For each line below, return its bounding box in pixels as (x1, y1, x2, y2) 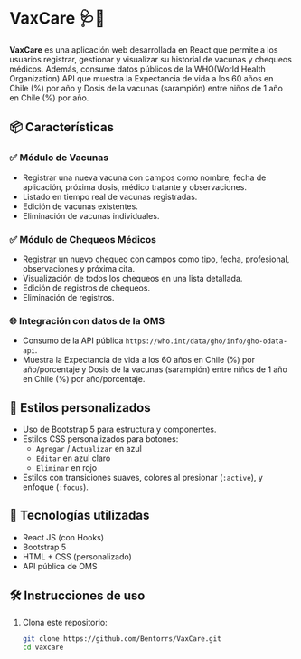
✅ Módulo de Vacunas (9, 151, 109, 164)
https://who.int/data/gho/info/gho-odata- (125, 337, 287, 346)
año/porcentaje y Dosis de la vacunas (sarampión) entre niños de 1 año (22, 364, 287, 375)
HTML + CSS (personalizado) (22, 550, 133, 562)
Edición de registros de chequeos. (22, 282, 151, 293)
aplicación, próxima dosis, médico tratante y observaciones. (22, 181, 247, 192)
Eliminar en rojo (35, 463, 98, 473)
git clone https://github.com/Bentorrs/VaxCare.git (22, 634, 221, 644)
